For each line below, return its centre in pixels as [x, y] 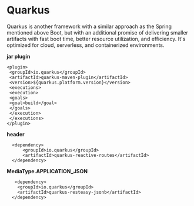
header [16, 134]
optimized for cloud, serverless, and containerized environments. [86, 45]
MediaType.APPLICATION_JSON [47, 171]
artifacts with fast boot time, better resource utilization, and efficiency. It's [96, 39]
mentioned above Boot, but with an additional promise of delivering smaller [98, 32]
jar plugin [19, 56]
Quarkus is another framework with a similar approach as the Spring [89, 26]
